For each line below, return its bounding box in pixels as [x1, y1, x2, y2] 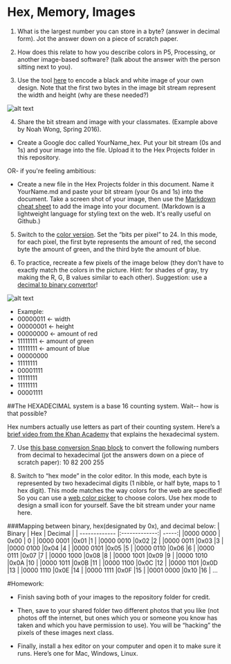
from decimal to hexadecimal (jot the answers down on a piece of [17, 451, 205, 459]
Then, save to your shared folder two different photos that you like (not [17, 606, 219, 614]
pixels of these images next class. [17, 628, 114, 636]
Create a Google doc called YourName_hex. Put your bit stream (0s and [17, 138, 221, 146]
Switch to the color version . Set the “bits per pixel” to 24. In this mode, [17, 230, 218, 238]
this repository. [17, 153, 60, 161]
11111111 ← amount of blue [17, 344, 90, 352]
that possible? [7, 409, 47, 417]
